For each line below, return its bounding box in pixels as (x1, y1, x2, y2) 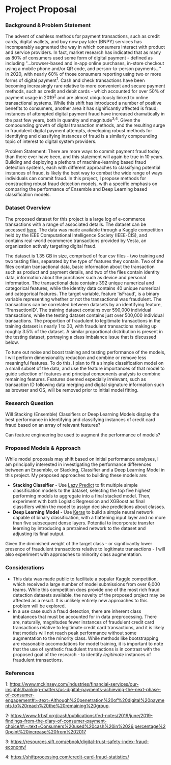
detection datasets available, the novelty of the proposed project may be (12, 592, 165, 598)
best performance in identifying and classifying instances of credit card (5, 417, 155, 423)
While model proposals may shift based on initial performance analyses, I (5, 456, 159, 462)
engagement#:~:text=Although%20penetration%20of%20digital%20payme (5, 697, 165, 703)
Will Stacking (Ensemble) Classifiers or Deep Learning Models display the (5, 411, 159, 418)
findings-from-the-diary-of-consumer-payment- (5, 718, 107, 724)
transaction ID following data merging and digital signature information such (5, 381, 164, 388)
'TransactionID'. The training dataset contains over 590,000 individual (5, 307, 152, 313)
